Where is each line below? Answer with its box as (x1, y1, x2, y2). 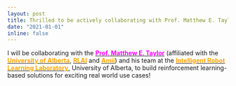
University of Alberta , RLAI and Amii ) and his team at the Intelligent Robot (7, 57, 225, 65)
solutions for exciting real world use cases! (27, 71, 151, 80)
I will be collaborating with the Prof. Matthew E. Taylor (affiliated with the (7, 49, 219, 57)
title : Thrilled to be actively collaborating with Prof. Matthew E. (7, 17, 216, 24)
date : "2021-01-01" (7, 23, 65, 30)
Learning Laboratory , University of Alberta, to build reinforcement (7, 64, 199, 72)
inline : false (7, 29, 49, 37)
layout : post (7, 10, 46, 17)
